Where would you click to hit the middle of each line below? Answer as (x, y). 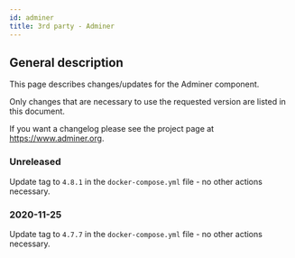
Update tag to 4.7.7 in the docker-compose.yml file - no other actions (136, 234)
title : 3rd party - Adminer (62, 26)
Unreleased (35, 161)
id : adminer (32, 18)
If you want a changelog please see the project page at (112, 129)
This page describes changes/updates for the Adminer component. (134, 84)
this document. (37, 111)
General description (66, 63)
